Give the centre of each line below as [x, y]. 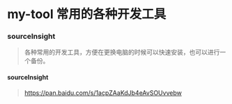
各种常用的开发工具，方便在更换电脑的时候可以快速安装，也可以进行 [122, 52]
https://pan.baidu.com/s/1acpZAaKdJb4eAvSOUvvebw [103, 93]
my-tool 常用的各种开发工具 [87, 14]
